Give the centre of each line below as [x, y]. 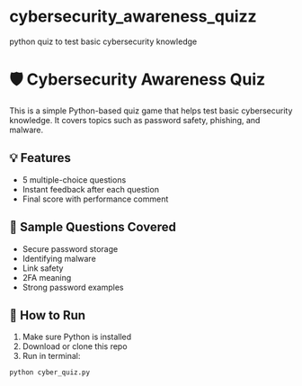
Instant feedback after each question [91, 189]
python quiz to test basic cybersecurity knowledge [103, 41]
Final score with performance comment [95, 199]
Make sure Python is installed [77, 337]
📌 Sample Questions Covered [93, 227]
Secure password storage [70, 248]
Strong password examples [73, 287]
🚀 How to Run [48, 315]
